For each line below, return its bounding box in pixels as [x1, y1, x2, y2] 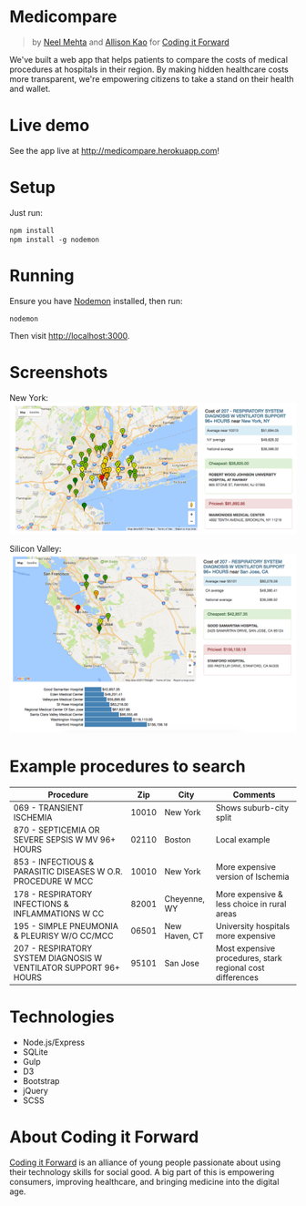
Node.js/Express [22, 1037, 85, 1048]
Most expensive [215, 943, 276, 954]
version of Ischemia [215, 871, 290, 882]
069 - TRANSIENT [13, 802, 84, 813]
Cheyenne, [164, 894, 205, 904]
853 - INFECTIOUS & [13, 856, 94, 867]
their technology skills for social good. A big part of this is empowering [9, 1166, 275, 1177]
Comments [232, 789, 276, 800]
